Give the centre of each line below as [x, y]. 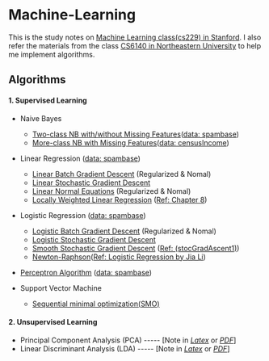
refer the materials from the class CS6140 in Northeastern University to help [135, 45]
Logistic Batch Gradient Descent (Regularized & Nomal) [124, 231]
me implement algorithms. [52, 54]
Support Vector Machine [61, 288]
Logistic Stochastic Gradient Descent [94, 239]
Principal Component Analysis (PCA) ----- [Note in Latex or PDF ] [128, 340]
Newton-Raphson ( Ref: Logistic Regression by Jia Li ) [119, 257]
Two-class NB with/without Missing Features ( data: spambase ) [136, 134]
